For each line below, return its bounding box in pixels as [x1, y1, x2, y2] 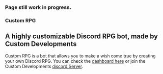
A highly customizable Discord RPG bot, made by [5, 32, 158, 41]
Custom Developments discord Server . [5, 63, 83, 69]
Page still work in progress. [5, 4, 72, 11]
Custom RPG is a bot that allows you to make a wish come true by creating [5, 53, 156, 59]
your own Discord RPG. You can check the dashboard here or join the [5, 58, 146, 64]
